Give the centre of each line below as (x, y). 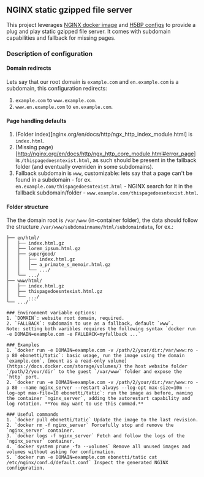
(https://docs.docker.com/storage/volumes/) (64, 366)
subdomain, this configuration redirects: (57, 88)
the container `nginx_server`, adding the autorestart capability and (98, 399)
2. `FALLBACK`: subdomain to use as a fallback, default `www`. (90, 324)
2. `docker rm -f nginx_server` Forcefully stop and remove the (90, 425)
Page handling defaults (36, 120)
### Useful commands (33, 415)
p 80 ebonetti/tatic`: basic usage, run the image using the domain (96, 356)
